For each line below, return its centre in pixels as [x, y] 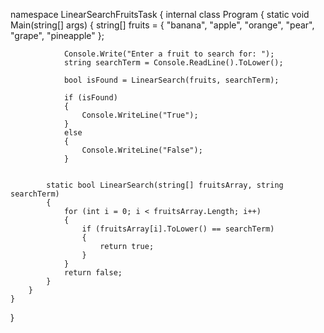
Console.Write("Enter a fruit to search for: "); [169, 54]
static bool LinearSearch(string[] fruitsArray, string [165, 185]
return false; [93, 273]
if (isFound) [90, 98]
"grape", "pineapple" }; [57, 35]
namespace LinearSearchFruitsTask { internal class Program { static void [160, 14]
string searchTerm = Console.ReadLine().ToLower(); [173, 63]
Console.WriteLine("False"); [142, 150]
